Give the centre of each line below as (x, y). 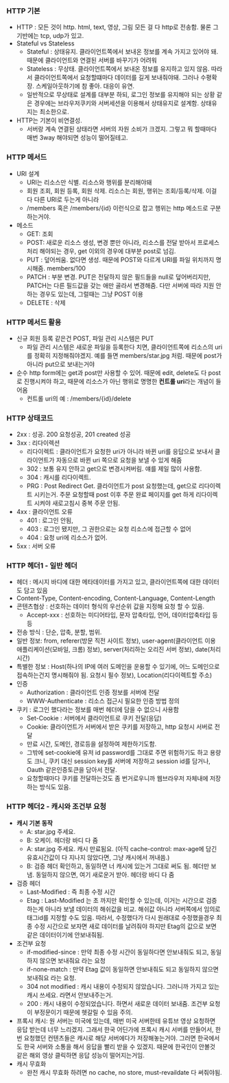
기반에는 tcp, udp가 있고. (50, 36)
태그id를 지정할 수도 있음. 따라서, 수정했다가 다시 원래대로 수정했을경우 (121, 917)
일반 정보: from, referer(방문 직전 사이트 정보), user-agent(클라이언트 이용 (116, 641)
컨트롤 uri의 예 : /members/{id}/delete (79, 398)
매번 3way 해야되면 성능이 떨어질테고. (77, 138)
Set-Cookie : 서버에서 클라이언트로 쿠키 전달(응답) (94, 718)
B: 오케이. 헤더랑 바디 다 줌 (62, 840)
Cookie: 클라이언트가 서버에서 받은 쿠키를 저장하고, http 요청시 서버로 (120, 727)
